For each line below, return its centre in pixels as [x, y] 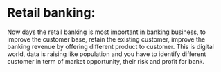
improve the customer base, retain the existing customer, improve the [106, 39]
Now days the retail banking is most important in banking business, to [107, 32]
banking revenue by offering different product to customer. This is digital [111, 46]
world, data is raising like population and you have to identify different [107, 54]
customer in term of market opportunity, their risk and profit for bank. [106, 61]
